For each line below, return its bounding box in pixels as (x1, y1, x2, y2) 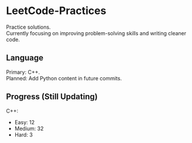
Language (6, 53, 44, 63)
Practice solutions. (6, 23, 51, 30)
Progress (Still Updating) (6, 92, 98, 102)
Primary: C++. (6, 69, 40, 76)
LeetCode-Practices (6, 4, 107, 18)
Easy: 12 (14, 118, 35, 125)
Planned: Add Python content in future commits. (6, 74, 122, 81)
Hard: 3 (14, 131, 33, 138)
